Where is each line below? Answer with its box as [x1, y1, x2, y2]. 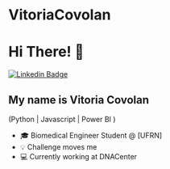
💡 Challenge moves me [19, 142, 97, 151]
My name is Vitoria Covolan [8, 93, 150, 107]
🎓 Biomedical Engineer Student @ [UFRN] [19, 130, 163, 140]
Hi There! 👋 [8, 43, 85, 61]
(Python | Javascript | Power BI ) [8, 114, 116, 124]
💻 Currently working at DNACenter [19, 151, 138, 161]
